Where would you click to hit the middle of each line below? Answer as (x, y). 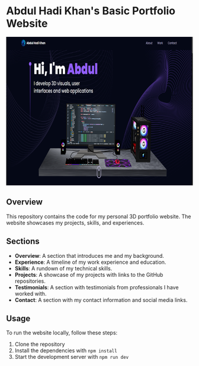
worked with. (31, 294)
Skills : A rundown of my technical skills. (63, 268)
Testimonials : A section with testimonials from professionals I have (97, 287)
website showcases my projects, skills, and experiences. (75, 223)
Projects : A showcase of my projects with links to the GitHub (89, 274)
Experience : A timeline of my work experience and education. (90, 262)
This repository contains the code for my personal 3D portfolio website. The (99, 216)
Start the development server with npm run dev (72, 357)
